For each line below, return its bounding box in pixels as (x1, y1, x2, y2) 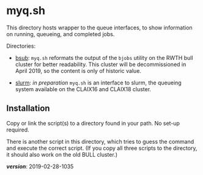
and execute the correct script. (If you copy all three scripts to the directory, (6, 144, 197, 152)
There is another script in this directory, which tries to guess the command (6, 138, 194, 145)
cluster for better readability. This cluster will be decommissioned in (15, 61, 186, 68)
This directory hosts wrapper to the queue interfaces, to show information (6, 24, 193, 31)
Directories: (6, 42, 35, 50)
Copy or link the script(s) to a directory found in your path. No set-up (6, 119, 180, 127)
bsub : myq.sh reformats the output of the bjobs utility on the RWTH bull (15, 54, 194, 61)
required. (6, 126, 29, 133)
